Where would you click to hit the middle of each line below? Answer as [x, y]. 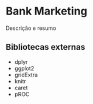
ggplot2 [24, 68]
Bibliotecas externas [46, 47]
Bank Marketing [46, 11]
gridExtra [26, 75]
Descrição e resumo [31, 28]
